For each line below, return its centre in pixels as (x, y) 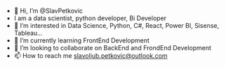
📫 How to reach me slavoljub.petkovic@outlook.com (91, 55)
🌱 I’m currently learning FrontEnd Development (81, 40)
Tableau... (28, 33)
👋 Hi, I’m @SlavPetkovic (48, 11)
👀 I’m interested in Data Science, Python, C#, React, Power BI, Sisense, (117, 25)
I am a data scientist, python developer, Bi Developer (90, 18)
